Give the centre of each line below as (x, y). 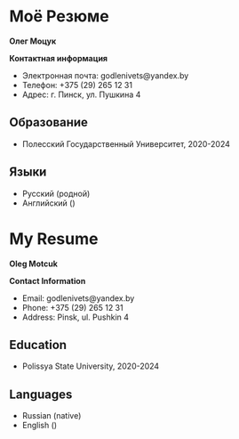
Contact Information (48, 280)
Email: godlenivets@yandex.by (78, 298)
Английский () (48, 203)
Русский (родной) (56, 193)
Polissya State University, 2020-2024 (91, 366)
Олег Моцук (33, 41)
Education (38, 345)
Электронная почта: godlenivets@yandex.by (105, 75)
